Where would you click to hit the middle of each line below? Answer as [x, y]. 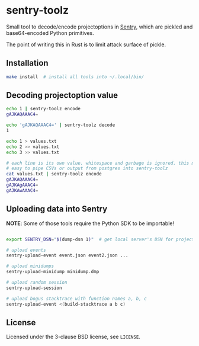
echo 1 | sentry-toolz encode [44, 109]
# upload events [26, 250]
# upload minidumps [30, 266]
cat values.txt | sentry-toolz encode [54, 174]
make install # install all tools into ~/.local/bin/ [75, 77]
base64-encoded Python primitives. [50, 33]
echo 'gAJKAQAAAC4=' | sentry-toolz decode [61, 125]
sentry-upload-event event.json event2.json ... [67, 255]
